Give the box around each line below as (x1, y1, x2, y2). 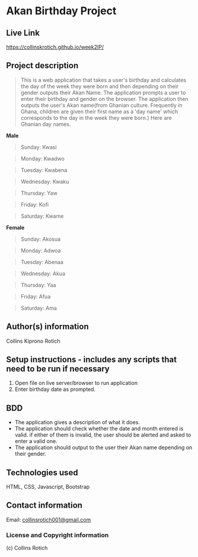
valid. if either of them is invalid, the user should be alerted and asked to (14, 431, 191, 438)
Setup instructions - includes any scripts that (6, 355, 177, 365)
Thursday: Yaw (20, 189, 58, 196)
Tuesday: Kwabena (20, 166, 68, 173)
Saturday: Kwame (20, 212, 64, 219)
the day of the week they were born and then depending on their (20, 82, 179, 90)
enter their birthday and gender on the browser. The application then (20, 95, 189, 102)
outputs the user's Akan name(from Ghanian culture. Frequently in (20, 101, 183, 109)
